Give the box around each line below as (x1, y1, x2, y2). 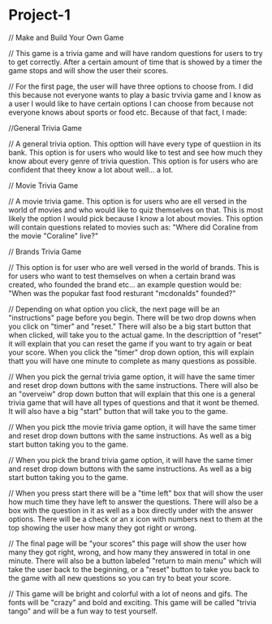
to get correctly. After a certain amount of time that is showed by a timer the (8, 57, 262, 67)
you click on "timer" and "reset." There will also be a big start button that (8, 321, 252, 331)
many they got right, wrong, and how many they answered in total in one (8, 547, 251, 556)
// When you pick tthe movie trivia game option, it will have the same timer (8, 421, 257, 432)
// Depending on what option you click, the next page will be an (8, 303, 221, 314)
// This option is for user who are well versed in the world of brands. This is (8, 262, 260, 272)
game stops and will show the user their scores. (8, 65, 169, 75)
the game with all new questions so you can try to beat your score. (8, 573, 231, 583)
